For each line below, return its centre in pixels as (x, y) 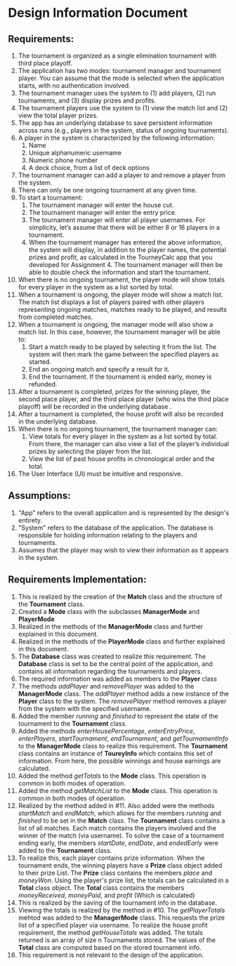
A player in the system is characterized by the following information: (117, 138)
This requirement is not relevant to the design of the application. (111, 955)
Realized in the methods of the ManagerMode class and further (111, 626)
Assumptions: (39, 496)
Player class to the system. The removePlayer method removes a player (122, 701)
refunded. (43, 384)
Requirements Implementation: (77, 580)
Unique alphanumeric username (75, 153)
